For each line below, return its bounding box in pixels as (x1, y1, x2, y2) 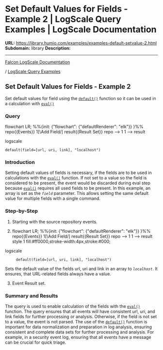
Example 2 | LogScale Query (5, 14, 121, 25)
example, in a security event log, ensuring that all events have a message (5, 334, 151, 340)
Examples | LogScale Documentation (5, 24, 157, 35)
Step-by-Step (5, 207, 38, 214)
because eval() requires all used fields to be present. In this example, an (5, 185, 151, 191)
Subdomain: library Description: (5, 45, 71, 51)
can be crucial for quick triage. (5, 339, 66, 345)
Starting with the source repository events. (12, 219, 98, 224)
